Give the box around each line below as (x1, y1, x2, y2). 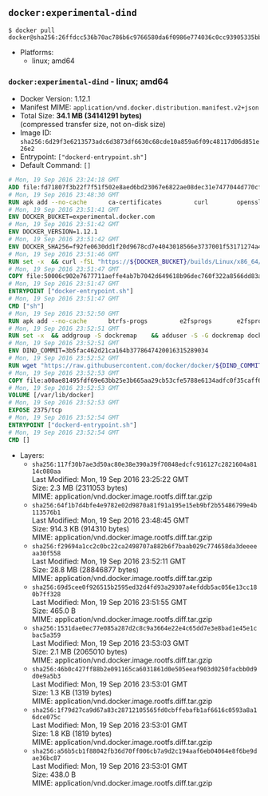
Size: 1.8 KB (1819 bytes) (31, 728, 112, 738)
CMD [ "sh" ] (8, 302, 45, 310)
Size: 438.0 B (31, 770, 77, 779)
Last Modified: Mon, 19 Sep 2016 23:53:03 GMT (31, 638, 190, 647)
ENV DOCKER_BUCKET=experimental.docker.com (8, 213, 156, 221)
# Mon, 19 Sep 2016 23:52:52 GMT (8, 354, 120, 363)
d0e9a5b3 (31, 672, 61, 680)
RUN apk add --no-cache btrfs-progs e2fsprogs (8, 316, 213, 325)
